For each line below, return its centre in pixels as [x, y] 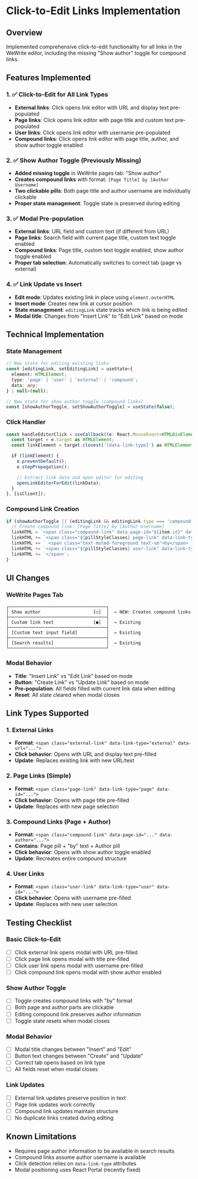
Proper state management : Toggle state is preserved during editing [97, 203]
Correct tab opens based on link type [60, 1063]
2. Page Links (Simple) [39, 776]
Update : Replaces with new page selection [67, 806]
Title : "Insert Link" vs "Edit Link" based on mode [73, 676]
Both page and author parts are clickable [64, 1007]
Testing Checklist [39, 923]
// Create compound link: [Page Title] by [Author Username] [88, 527]
